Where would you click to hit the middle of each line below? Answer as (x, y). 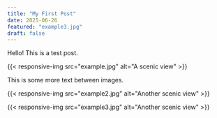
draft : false (26, 33)
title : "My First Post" (42, 14)
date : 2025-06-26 (32, 20)
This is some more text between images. (66, 80)
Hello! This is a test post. (43, 53)
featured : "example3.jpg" (45, 27)
